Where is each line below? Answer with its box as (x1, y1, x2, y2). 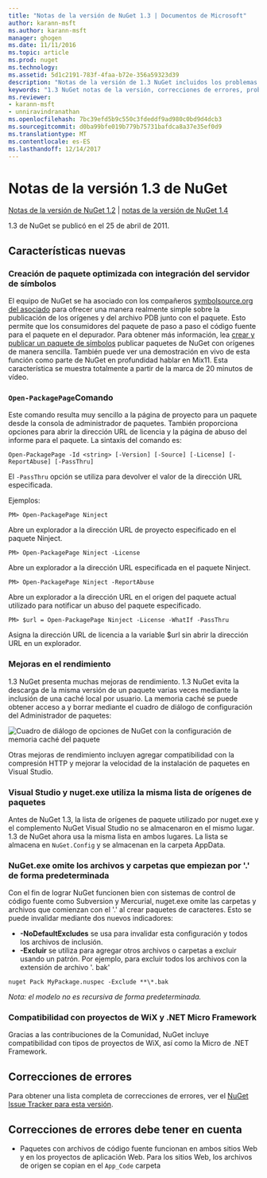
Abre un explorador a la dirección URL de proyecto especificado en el (8, 525, 237, 534)
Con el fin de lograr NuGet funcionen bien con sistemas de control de (8, 888, 236, 898)
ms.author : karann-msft (8, 26, 87, 34)
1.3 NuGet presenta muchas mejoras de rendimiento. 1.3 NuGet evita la (8, 676, 240, 686)
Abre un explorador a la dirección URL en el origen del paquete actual (8, 593, 237, 602)
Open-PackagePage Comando (8, 392, 114, 403)
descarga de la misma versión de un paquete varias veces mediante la (8, 685, 239, 695)
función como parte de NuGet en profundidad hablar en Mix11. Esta (8, 355, 228, 365)
